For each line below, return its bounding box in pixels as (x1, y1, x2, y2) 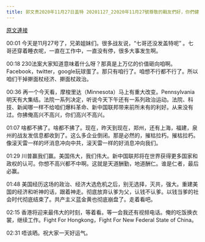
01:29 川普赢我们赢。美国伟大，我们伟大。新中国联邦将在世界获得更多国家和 (6, 152, 198, 159)
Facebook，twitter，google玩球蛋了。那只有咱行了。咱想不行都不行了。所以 (6, 68, 198, 75)
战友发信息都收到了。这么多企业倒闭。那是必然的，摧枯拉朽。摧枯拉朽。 (16, 132, 199, 139)
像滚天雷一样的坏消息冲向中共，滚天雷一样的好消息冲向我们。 (6, 139, 162, 146)
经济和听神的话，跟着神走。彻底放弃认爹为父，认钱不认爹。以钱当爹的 (16, 188, 193, 195)
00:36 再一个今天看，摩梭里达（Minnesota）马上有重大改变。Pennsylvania (6, 88, 195, 95)
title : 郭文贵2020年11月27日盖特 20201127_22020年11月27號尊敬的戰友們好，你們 (6, 9, 195, 15)
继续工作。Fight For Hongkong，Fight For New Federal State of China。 (16, 216, 197, 223)
